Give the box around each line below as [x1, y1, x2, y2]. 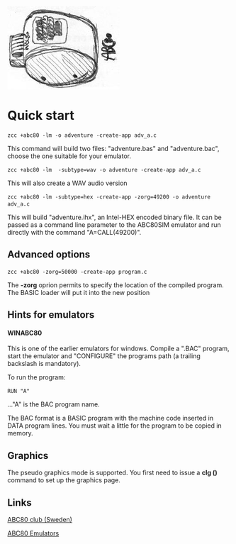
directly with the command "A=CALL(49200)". [7, 228, 142, 236]
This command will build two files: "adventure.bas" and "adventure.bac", [7, 144, 220, 152]
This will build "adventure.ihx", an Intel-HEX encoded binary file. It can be [7, 213, 222, 221]
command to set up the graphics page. [7, 476, 120, 484]
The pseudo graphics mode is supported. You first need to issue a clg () [7, 468, 218, 477]
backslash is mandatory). [7, 360, 82, 368]
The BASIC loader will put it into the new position [7, 288, 150, 296]
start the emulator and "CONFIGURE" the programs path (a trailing [7, 352, 201, 360]
